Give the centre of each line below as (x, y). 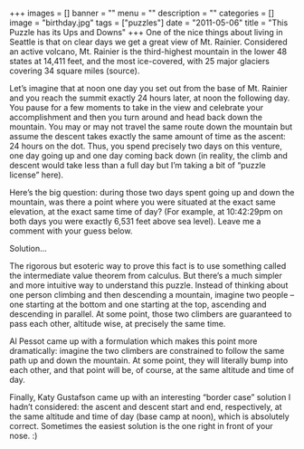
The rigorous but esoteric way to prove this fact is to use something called (148, 266)
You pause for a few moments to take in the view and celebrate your (137, 107)
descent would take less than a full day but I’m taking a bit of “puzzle (138, 165)
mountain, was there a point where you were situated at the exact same (142, 202)
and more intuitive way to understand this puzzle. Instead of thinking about (149, 285)
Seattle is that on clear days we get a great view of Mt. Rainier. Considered (148, 42)
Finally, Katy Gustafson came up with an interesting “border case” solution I (150, 397)
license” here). (37, 175)
